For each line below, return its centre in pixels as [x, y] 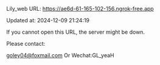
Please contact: [26, 44]
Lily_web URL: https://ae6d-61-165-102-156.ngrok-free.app [80, 9]
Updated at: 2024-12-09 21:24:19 [48, 20]
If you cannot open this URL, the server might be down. [75, 32]
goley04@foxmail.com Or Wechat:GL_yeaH [60, 55]
